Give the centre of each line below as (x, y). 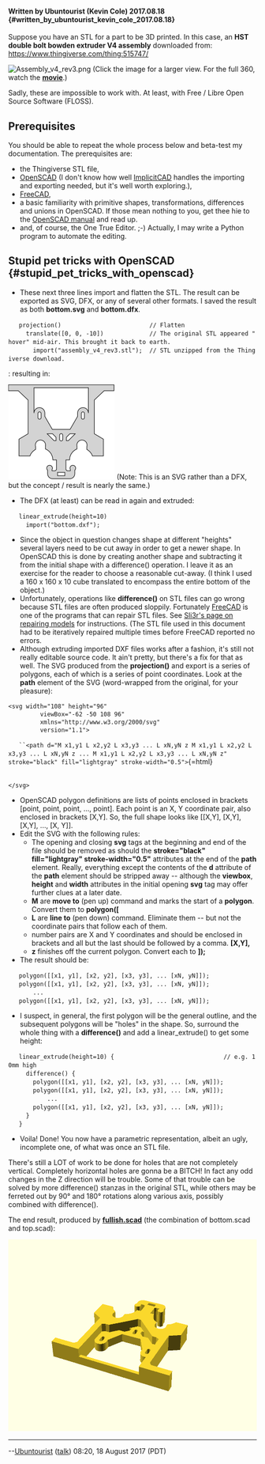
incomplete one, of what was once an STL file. (95, 1147)
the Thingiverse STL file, (60, 169)
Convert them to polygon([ (75, 909)
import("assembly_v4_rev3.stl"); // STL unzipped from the (134, 350)
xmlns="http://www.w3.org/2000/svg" (100, 722)
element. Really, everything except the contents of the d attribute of (141, 867)
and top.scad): (32, 1228)
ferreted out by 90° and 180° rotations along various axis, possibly (116, 1196)
